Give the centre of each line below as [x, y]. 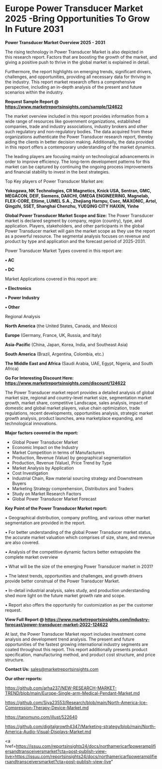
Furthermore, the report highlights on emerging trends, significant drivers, [79, 71]
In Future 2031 [34, 29]
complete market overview [31, 557]
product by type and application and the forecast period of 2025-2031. [75, 241]
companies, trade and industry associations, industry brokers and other [76, 126]
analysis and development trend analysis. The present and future [70, 639]
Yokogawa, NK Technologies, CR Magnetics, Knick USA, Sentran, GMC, [78, 191]
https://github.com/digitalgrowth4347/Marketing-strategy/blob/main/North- [81, 726]
